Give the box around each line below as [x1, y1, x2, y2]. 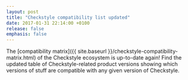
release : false [6, 25, 44, 32]
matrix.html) [6, 54, 36, 61]
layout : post [6, 8, 39, 15]
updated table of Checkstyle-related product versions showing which [6, 61, 178, 68]
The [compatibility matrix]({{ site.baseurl [6, 48, 107, 55]
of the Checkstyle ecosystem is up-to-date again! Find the [37, 54, 182, 61]
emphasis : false [6, 31, 47, 37]
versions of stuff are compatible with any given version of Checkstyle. [6, 67, 180, 74]
